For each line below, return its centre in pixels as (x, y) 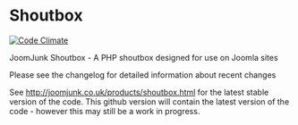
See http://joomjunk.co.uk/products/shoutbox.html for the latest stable (139, 92)
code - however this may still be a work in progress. (105, 111)
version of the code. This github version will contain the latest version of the (149, 101)
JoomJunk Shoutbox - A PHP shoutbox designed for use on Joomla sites (144, 57)
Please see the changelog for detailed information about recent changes (143, 75)
